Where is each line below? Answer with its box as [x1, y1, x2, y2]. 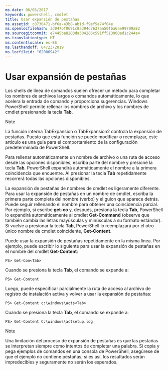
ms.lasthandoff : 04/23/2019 [5, 45, 64, 50]
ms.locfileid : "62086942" [5, 49, 59, 54]
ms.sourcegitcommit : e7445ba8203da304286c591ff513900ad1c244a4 [5, 31, 140, 36]
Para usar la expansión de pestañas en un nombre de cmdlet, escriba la [5, 191, 153, 197]
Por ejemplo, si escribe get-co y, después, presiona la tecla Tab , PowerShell [5, 207, 163, 213]
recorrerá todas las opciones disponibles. [5, 175, 91, 181]
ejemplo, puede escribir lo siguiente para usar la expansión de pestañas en [5, 243, 160, 249]
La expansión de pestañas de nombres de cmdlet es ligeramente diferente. [5, 186, 160, 192]
